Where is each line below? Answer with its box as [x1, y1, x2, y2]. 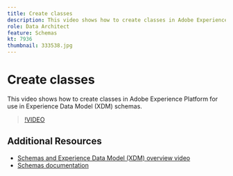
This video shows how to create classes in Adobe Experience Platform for [7, 95, 218, 103]
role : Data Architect [7, 23, 70, 30]
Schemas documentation [17, 161, 89, 169]
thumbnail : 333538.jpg [7, 42, 73, 49]
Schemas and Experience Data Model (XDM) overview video [17, 153, 191, 162]
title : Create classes [7, 10, 73, 17]
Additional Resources [7, 135, 102, 147]
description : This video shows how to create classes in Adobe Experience [7, 17, 228, 23]
